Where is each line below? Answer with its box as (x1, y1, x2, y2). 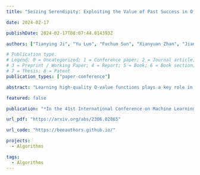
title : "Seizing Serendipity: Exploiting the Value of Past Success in (6, 8, 187, 15)
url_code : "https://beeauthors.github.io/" (6, 127, 116, 133)
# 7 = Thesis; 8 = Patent (6, 68, 70, 74)
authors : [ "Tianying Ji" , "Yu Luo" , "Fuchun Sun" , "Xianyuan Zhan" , (6, 41, 180, 47)
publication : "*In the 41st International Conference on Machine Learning (6, 106, 196, 112)
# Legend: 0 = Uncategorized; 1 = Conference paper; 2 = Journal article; (6, 57, 196, 63)
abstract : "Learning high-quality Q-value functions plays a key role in (6, 84, 193, 90)
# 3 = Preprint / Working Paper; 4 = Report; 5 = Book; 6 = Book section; (6, 63, 196, 69)
